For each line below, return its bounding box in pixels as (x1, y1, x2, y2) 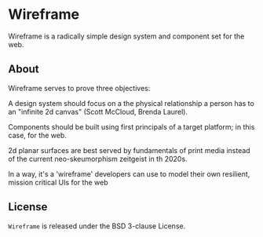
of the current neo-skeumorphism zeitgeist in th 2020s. (8, 154, 188, 163)
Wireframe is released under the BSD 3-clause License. (8, 221, 186, 231)
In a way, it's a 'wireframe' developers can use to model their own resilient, (8, 169, 250, 178)
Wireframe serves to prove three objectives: (8, 83, 151, 93)
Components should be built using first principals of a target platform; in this (8, 122, 255, 131)
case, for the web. (8, 130, 67, 140)
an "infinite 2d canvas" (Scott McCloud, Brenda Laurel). (8, 107, 188, 116)
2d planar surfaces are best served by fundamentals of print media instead (8, 145, 250, 155)
